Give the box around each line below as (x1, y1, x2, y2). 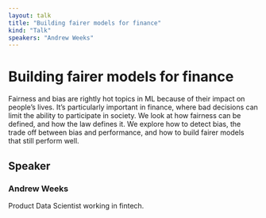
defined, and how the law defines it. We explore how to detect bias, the (8, 120, 241, 129)
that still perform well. (8, 136, 79, 146)
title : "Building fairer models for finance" (8, 19, 161, 27)
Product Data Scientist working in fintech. (8, 201, 145, 210)
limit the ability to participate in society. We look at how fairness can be (8, 111, 241, 120)
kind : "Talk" (8, 26, 52, 34)
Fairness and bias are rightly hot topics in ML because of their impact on (8, 94, 245, 104)
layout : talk (8, 11, 52, 20)
